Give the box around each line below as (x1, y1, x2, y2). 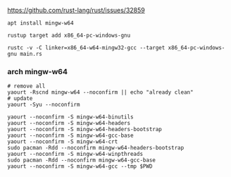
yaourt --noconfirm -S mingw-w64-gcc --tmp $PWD (7, 163, 153, 170)
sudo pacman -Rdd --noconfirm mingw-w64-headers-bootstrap (7, 145, 185, 152)
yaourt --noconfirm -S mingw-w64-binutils (7, 114, 134, 121)
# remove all (7, 83, 46, 90)
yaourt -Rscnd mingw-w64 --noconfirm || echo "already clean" (7, 89, 194, 96)
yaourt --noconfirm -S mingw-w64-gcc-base (7, 132, 134, 140)
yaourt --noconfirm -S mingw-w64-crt (7, 138, 118, 145)
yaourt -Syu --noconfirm (7, 102, 80, 109)
